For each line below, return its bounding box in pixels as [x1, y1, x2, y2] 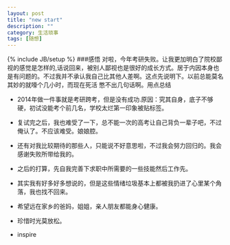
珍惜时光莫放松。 [16, 217, 66, 225]
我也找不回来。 [29, 188, 72, 196]
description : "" [7, 23, 54, 29]
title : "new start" [7, 16, 63, 23]
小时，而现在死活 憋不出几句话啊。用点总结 [49, 81, 172, 89]
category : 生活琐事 [7, 29, 59, 36]
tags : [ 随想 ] [7, 36, 43, 42]
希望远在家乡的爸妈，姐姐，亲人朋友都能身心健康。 [16, 203, 162, 211]
